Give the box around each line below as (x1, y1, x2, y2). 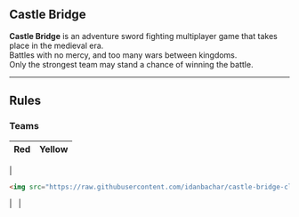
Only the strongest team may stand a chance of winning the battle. (9, 59, 254, 69)
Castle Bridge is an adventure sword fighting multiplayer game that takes (9, 30, 278, 41)
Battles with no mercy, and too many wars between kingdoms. (9, 49, 238, 60)
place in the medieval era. (9, 40, 104, 51)
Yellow (38, 142, 69, 155)
